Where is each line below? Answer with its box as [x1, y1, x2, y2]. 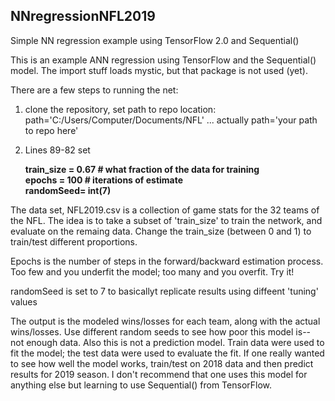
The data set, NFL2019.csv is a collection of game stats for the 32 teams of [10, 204, 320, 216]
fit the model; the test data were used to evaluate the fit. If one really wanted [10, 347, 325, 359]
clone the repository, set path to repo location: [24, 103, 217, 115]
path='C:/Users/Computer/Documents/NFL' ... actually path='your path [24, 114, 318, 126]
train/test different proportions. [10, 235, 138, 248]
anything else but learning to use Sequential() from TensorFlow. [10, 379, 273, 391]
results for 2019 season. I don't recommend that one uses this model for [10, 368, 308, 380]
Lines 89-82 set [24, 144, 91, 156]
